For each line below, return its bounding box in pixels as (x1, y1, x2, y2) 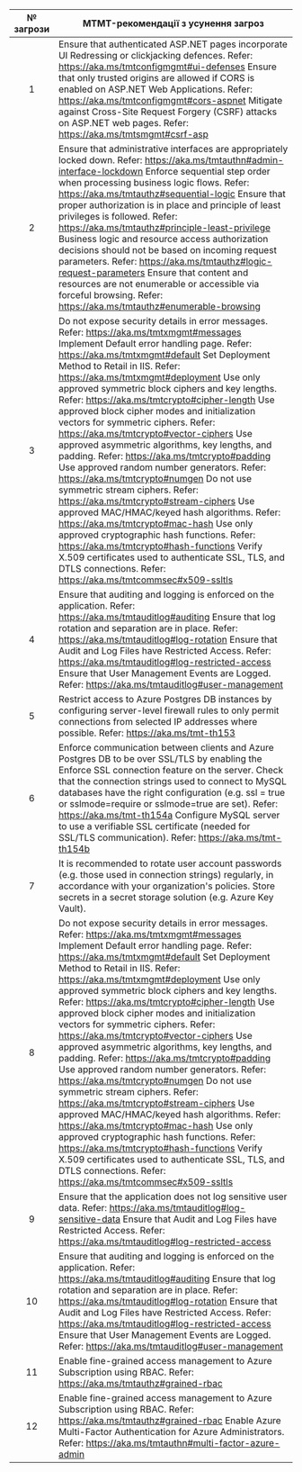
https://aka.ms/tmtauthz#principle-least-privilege (58, 221, 271, 233)
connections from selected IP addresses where (58, 716, 258, 727)
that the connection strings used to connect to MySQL (58, 775, 288, 787)
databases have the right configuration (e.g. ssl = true (58, 787, 286, 799)
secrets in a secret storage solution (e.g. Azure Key (58, 891, 274, 903)
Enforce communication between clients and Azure (58, 742, 274, 754)
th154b (58, 843, 91, 854)
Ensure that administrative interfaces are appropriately (58, 143, 289, 155)
